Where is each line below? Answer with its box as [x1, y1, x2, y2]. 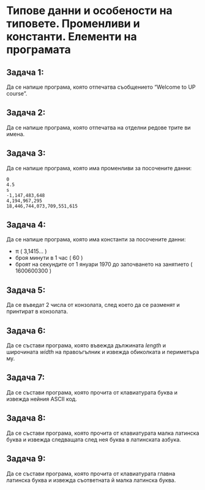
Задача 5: [6, 285, 46, 295]
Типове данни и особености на [6, 4, 173, 18]
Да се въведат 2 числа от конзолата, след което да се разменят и [6, 301, 181, 309]
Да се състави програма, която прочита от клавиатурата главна [6, 470, 176, 477]
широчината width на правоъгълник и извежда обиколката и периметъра [6, 349, 199, 356]
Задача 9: [6, 454, 46, 464]
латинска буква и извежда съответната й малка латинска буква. [6, 476, 176, 484]
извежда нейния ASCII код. [6, 395, 78, 402]
